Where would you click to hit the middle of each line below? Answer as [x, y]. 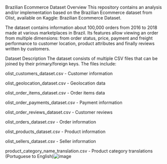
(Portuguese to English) [29, 156]
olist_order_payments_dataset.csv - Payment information [64, 102]
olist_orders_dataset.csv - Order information [51, 122]
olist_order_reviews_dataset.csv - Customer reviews [59, 112]
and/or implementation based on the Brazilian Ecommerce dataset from [79, 12]
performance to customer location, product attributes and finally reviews [80, 43]
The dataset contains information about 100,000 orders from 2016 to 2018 [81, 27]
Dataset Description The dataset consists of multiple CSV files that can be [81, 58]
